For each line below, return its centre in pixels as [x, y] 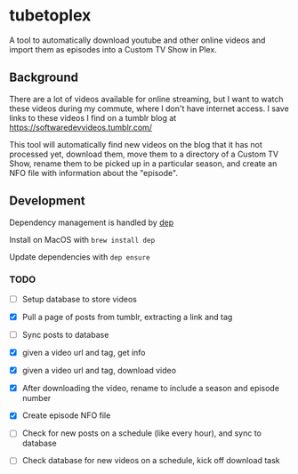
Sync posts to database [65, 334]
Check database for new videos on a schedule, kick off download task [151, 461]
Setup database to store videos [80, 299]
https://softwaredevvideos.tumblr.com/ [81, 127]
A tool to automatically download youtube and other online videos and [137, 40]
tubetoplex [50, 16]
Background [44, 78]
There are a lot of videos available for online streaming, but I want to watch [146, 99]
